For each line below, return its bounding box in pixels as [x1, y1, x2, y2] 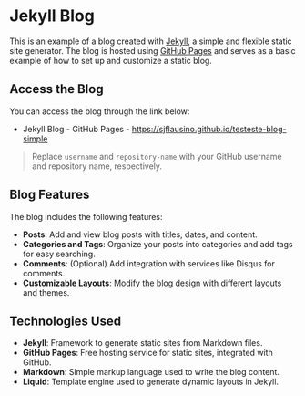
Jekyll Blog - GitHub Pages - [22, 123, 130, 134]
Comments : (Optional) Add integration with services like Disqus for [22, 257, 275, 269]
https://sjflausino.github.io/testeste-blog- [131, 123, 287, 134]
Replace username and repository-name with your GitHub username [31, 151, 282, 162]
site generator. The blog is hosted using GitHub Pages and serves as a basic [9, 45, 296, 56]
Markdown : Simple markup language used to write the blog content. [22, 367, 280, 378]
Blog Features [9, 187, 90, 203]
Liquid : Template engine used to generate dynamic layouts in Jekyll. [22, 376, 280, 388]
